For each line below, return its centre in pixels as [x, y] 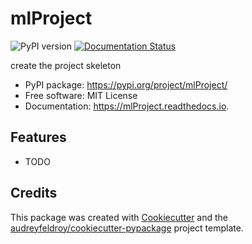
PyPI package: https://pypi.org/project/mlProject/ [126, 84]
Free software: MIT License [81, 95]
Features [38, 137]
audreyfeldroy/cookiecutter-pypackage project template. [127, 228]
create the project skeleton [66, 65]
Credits [34, 193]
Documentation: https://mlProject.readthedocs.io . [127, 106]
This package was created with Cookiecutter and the [119, 217]
